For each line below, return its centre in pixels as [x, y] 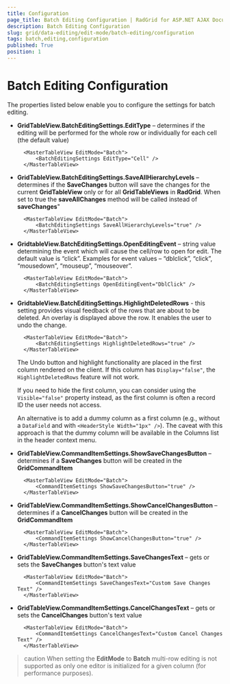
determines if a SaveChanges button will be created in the [100, 460]
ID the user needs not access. [59, 404]
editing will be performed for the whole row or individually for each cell [117, 133]
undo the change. [42, 325]
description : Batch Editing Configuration [68, 26]
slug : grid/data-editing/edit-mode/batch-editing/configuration [101, 33]
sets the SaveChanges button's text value [76, 565]
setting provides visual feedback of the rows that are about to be [108, 310]
